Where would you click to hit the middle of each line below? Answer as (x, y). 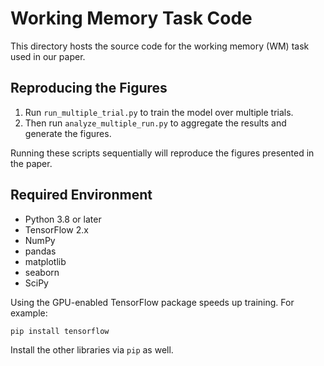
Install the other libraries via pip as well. (92, 350)
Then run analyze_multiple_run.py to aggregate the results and (155, 123)
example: (29, 313)
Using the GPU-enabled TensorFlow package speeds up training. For (152, 302)
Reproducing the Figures (89, 88)
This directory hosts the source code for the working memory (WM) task (160, 46)
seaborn (42, 272)
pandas (40, 251)
